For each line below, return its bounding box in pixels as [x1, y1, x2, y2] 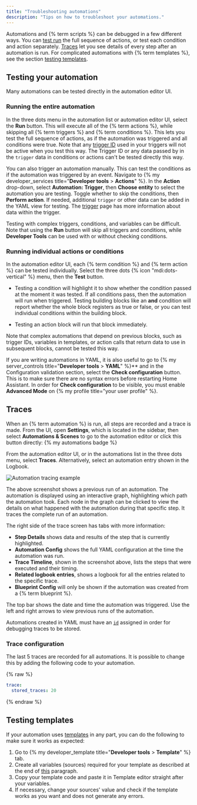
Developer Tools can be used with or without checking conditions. [6, 232, 168, 239]
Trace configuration [6, 640, 65, 648]
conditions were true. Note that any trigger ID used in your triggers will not [6, 141, 186, 148]
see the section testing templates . [6, 55, 88, 62]
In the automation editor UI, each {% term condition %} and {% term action [6, 260, 188, 268]
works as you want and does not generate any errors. [14, 792, 145, 799]
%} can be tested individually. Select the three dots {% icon [6, 267, 151, 274]
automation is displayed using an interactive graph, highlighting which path [6, 492, 188, 499]
